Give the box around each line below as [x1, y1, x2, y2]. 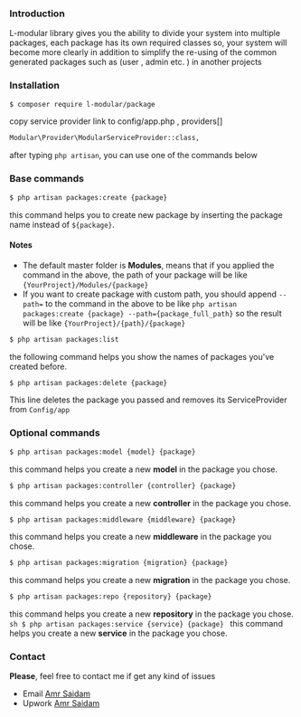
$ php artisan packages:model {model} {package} [9, 447, 196, 457]
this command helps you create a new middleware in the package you [9, 532, 272, 542]
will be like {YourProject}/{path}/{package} [22, 317, 186, 328]
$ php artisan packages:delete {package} [9, 378, 168, 387]
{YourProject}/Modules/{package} [22, 280, 149, 289]
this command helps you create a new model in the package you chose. [9, 464, 278, 475]
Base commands [9, 173, 84, 185]
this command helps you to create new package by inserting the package [9, 209, 283, 220]
